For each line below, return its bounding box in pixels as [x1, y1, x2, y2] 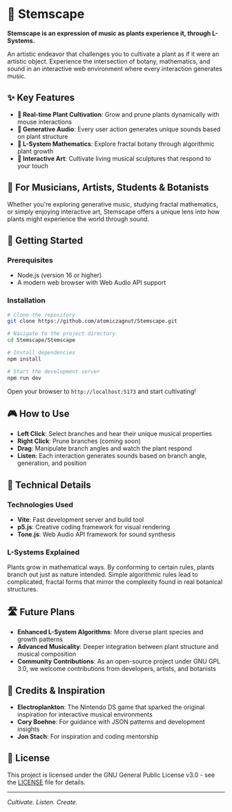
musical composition [17, 650, 77, 659]
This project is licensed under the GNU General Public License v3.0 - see [7, 771, 215, 779]
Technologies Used [7, 500, 74, 509]
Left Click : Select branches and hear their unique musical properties [17, 430, 212, 438]
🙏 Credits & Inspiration [7, 684, 106, 697]
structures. [7, 585, 38, 594]
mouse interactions [17, 117, 72, 126]
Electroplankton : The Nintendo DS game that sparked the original [17, 703, 205, 711]
